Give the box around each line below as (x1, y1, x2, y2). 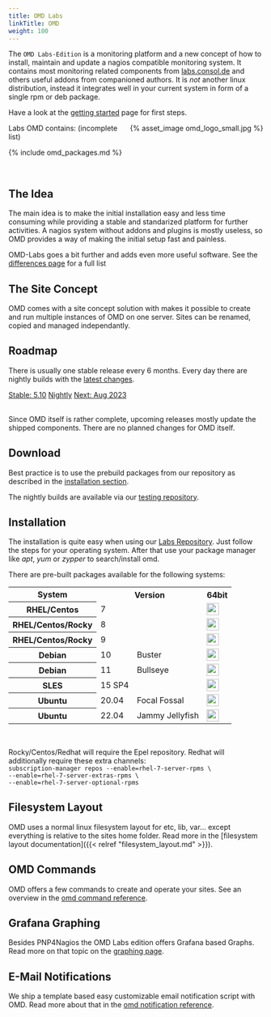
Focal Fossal (136, 694, 184, 705)
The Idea (8, 187, 54, 201)
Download (8, 446, 61, 460)
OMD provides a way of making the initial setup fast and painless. (8, 234, 227, 244)
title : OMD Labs (8, 11, 63, 20)
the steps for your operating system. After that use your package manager (8, 546, 256, 555)
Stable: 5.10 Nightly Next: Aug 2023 (8, 389, 127, 399)
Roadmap (8, 344, 58, 358)
